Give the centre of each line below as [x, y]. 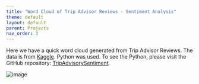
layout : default [26, 22]
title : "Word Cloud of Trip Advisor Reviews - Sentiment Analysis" [91, 12]
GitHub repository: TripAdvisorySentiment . [58, 63]
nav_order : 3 [22, 34]
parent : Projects [28, 28]
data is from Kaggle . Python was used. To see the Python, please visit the [96, 57]
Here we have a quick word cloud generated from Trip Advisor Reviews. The [99, 50]
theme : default [25, 17]
